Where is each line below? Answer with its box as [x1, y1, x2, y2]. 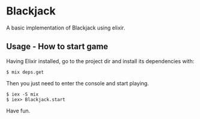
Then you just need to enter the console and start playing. [6, 79, 149, 87]
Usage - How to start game [6, 41, 108, 52]
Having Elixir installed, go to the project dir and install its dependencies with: [6, 57, 195, 64]
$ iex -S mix [6, 91, 39, 97]
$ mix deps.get [6, 69, 44, 75]
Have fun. [6, 107, 31, 114]
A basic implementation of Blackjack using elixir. [6, 24, 126, 31]
